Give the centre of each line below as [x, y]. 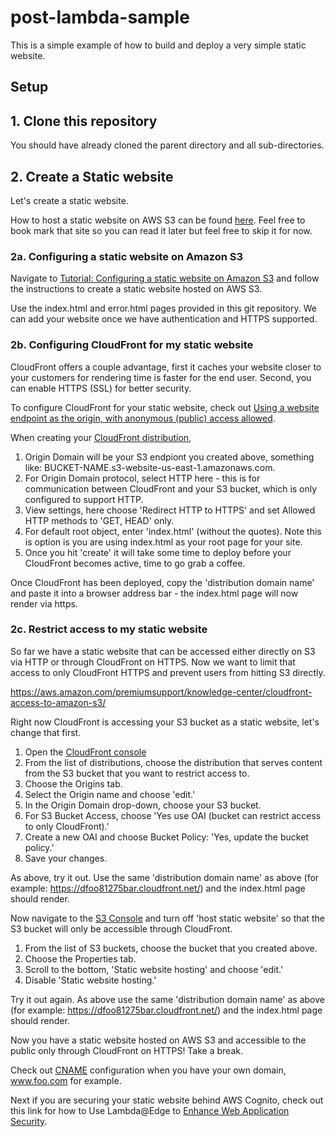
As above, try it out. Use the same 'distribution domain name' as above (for [165, 877]
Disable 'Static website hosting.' [90, 980]
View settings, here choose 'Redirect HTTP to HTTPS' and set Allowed [170, 510]
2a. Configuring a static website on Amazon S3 [127, 256]
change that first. [46, 732]
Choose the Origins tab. [73, 783]
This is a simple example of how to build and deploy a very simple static [158, 45]
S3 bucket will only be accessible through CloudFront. [121, 928]
